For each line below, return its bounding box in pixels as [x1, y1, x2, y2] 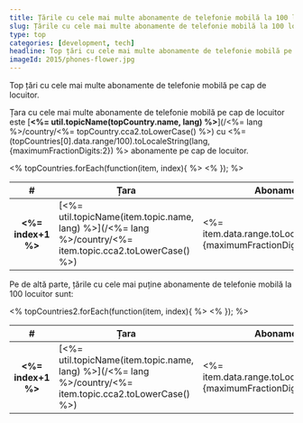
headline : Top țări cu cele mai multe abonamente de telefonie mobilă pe [9, 47, 293, 56]
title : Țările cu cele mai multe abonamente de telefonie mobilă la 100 [9, 13, 289, 23]
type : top [9, 30, 47, 39]
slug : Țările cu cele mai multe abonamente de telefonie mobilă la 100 [9, 22, 284, 31]
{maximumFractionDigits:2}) [9, 145, 115, 156]
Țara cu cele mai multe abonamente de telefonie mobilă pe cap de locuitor [9, 107, 286, 117]
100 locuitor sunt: [9, 289, 74, 299]
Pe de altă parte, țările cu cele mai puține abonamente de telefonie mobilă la [9, 279, 292, 290]
